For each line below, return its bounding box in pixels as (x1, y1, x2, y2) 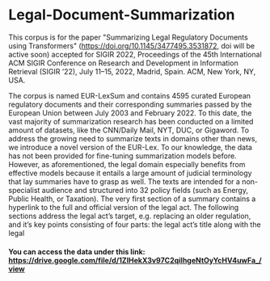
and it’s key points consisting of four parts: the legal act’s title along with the (8, 220, 261, 229)
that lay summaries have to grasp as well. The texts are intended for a (8, 176, 241, 187)
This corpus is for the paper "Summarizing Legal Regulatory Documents (8, 32, 248, 42)
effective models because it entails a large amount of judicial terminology (8, 168, 252, 178)
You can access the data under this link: (8, 246, 146, 256)
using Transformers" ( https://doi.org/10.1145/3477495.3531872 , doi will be (8, 40, 255, 50)
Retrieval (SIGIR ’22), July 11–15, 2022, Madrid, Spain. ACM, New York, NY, (8, 66, 256, 76)
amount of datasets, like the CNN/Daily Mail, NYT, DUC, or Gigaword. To (8, 125, 249, 135)
